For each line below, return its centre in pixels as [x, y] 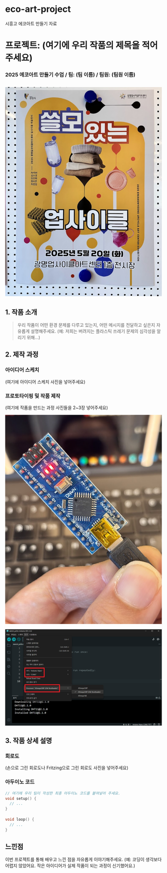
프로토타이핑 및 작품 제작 [33, 396]
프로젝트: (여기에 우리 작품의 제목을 [73, 45]
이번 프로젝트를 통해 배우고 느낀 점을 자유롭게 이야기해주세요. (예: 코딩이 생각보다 [83, 860]
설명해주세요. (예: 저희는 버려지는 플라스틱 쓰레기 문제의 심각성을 [93, 331]
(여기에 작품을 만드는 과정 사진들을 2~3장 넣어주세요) [57, 407]
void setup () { [21, 798]
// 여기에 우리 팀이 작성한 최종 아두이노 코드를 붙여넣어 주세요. [63, 793]
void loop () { [20, 820]
